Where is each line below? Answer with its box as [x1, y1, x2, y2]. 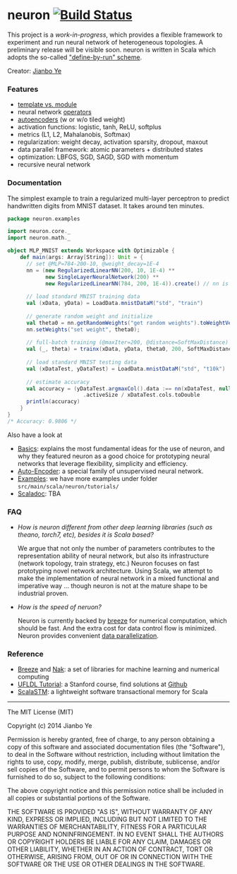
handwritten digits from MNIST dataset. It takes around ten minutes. [7, 201, 205, 210]
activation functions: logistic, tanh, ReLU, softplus [17, 123, 162, 131]
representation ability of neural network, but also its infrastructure [17, 551, 209, 561]
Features [7, 84, 39, 94]
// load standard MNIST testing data [25, 359, 138, 366]
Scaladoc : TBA [17, 489, 61, 498]
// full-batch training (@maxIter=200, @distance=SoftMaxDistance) [25, 339, 229, 346]
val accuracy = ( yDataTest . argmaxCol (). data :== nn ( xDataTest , [25, 385, 217, 392]
